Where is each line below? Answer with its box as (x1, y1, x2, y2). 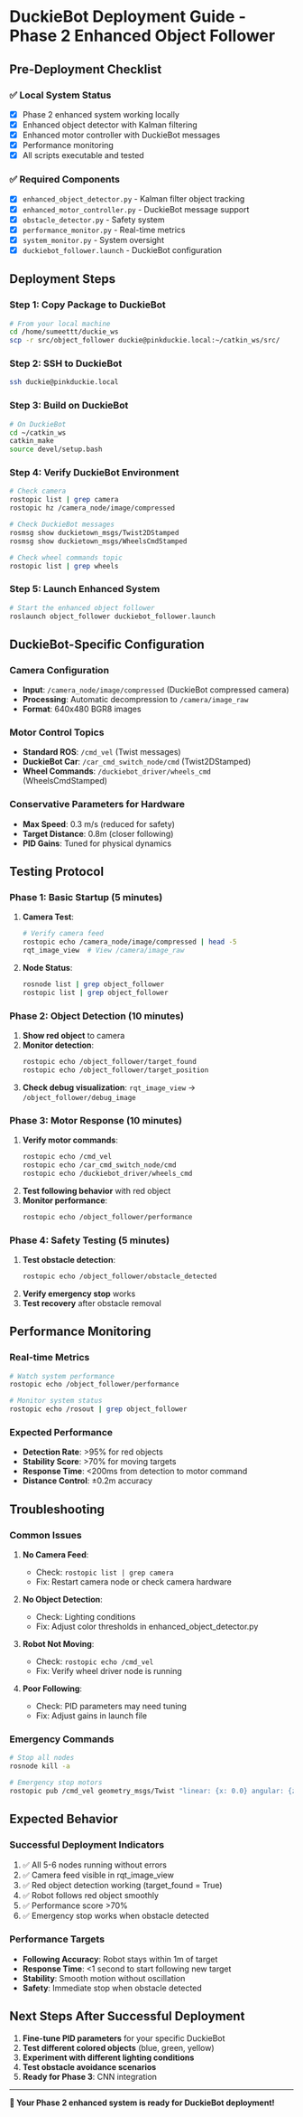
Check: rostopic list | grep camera (35, 1567, 174, 1578)
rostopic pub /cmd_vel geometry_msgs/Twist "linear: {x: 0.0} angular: (9, 1786, 284, 1795)
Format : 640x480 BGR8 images (22, 703, 142, 715)
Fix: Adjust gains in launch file (35, 1710, 147, 1721)
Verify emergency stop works (22, 1288, 136, 1299)
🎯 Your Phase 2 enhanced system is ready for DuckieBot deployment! (9, 2097, 275, 2108)
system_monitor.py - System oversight (22, 234, 165, 245)
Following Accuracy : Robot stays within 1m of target (22, 1953, 218, 1964)
